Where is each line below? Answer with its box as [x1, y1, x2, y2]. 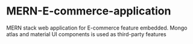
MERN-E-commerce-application [6, 4, 171, 18]
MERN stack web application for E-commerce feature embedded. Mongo [6, 24, 188, 31]
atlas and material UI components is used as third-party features [6, 30, 167, 37]
